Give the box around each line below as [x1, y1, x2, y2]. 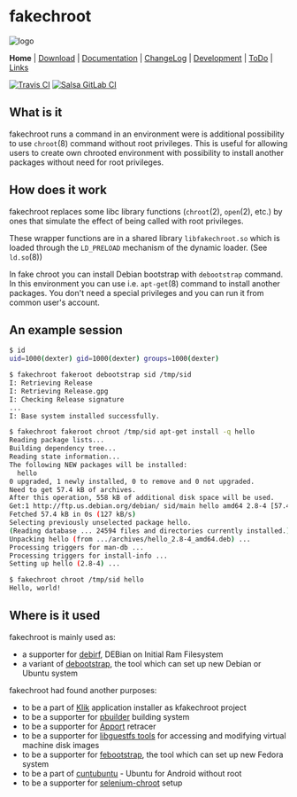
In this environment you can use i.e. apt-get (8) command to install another [9, 277, 281, 289]
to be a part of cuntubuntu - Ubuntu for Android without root [21, 768, 242, 778]
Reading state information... [9, 452, 121, 461]
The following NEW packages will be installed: [9, 460, 188, 469]
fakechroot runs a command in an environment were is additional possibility [9, 129, 285, 139]
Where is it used [9, 608, 101, 623]
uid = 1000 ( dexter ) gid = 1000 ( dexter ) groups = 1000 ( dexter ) [9, 355, 219, 363]
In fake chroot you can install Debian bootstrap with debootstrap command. [9, 269, 284, 279]
